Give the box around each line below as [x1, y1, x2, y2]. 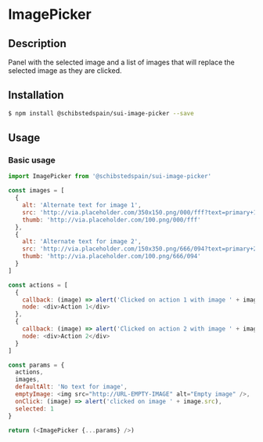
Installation [8, 89, 64, 102]
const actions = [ [8, 281, 68, 289]
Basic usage [8, 155, 56, 166]
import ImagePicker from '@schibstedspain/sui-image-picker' [8, 173, 212, 181]
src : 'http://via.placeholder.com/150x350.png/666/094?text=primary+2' [22, 245, 261, 253]
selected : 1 [15, 404, 55, 413]
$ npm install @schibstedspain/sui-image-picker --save [8, 109, 194, 117]
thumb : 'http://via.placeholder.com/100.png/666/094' [22, 253, 201, 261]
